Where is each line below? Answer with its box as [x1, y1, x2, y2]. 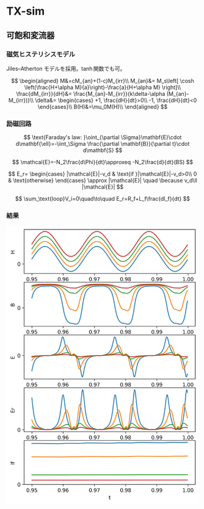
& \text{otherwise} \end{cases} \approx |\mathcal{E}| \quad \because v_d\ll [8, 177, 197, 184]
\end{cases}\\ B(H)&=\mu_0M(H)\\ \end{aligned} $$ [37, 103, 168, 110]
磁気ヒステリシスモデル [6, 50, 75, 59]
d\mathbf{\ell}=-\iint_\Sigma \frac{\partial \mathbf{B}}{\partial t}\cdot [15, 140, 190, 148]
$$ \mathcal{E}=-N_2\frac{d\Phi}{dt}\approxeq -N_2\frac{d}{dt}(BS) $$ [12, 159, 194, 166]
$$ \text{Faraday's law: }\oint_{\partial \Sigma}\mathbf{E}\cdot [23, 134, 182, 141]
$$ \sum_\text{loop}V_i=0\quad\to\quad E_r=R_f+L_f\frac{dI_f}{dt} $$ [15, 195, 191, 203]
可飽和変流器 [6, 30, 55, 40]
